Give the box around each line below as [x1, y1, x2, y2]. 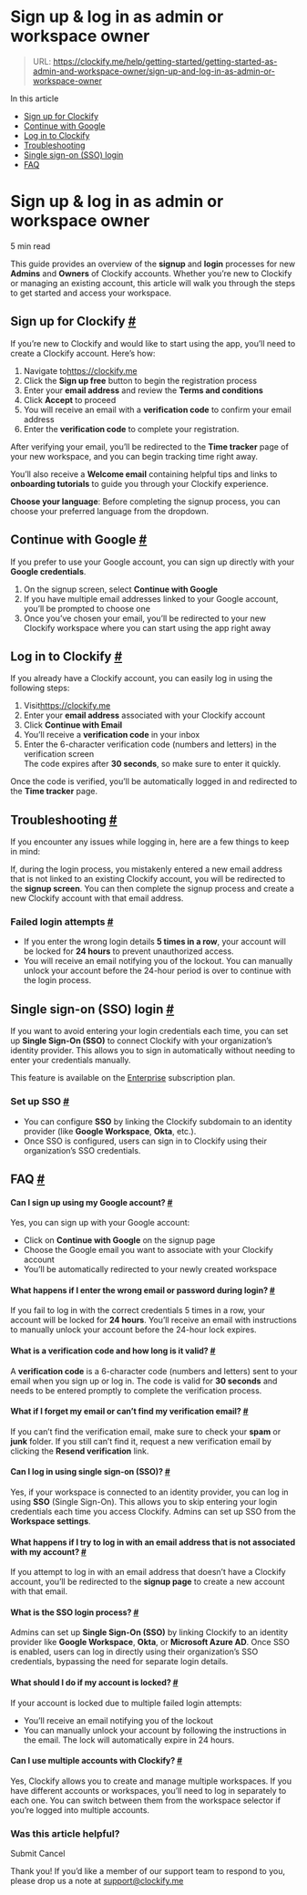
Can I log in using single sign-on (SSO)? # [10, 1466, 171, 1477]
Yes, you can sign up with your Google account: [10, 1217, 190, 1228]
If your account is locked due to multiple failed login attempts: [10, 1697, 242, 1708]
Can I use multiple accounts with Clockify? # [10, 1755, 183, 1766]
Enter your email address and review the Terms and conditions [23, 385, 263, 396]
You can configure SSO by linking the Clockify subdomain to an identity [23, 1115, 292, 1127]
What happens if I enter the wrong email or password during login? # [10, 1284, 276, 1296]
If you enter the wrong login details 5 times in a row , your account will [23, 937, 286, 947]
